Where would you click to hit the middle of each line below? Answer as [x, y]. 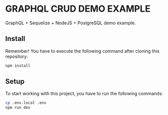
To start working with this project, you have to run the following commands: [84, 94]
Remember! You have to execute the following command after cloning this [82, 51]
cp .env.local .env [26, 103]
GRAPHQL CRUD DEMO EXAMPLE [78, 9]
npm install [18, 66]
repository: [17, 56]
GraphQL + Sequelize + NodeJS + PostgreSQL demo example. [71, 23]
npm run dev [18, 108]
